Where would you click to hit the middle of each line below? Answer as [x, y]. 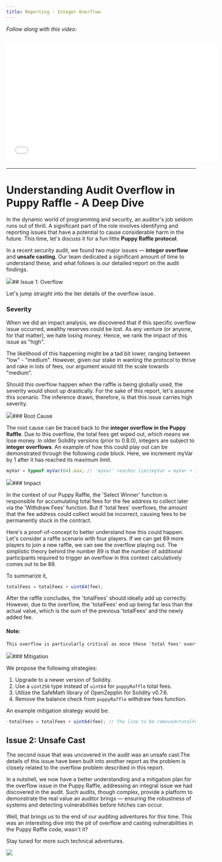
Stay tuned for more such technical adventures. [65, 841]
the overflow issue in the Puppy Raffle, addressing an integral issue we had [99, 786]
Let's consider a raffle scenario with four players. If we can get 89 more [95, 538]
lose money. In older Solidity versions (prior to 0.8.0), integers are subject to [100, 440]
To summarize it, [27, 576]
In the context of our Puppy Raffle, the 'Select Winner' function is [87, 494]
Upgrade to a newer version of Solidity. [63, 679]
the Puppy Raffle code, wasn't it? [47, 829]
